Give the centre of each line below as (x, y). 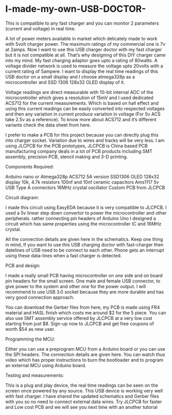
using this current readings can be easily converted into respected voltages (85, 108)
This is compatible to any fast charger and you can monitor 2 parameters (82, 23)
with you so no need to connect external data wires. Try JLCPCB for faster (84, 402)
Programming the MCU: (30, 339)
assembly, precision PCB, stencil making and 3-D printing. (67, 157)
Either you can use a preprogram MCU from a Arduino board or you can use (85, 349)
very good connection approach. (40, 297)
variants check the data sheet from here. (48, 125)
